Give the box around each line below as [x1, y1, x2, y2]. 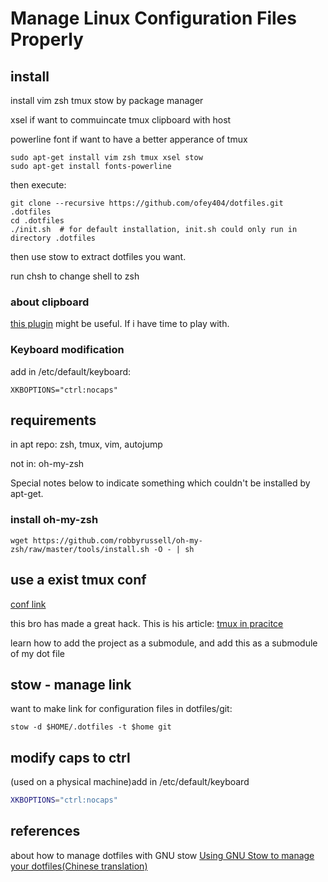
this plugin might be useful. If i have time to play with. [10, 318, 230, 330]
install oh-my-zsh [10, 513, 99, 527]
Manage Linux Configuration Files [10, 7, 297, 30]
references [10, 823, 81, 840]
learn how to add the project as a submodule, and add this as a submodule [10, 637, 318, 649]
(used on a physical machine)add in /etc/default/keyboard [10, 776, 250, 788]
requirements [10, 412, 97, 429]
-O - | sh [153, 544, 195, 554]
